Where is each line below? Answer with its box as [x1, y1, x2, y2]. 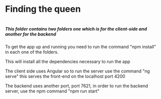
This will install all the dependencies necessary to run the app [5, 58, 130, 65]
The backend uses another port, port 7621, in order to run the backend [5, 83, 149, 89]
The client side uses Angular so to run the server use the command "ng [5, 68, 150, 74]
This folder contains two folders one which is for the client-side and [5, 26, 147, 32]
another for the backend [5, 31, 57, 37]
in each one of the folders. [5, 49, 59, 55]
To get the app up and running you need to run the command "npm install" [5, 43, 156, 50]
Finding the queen [5, 3, 81, 15]
